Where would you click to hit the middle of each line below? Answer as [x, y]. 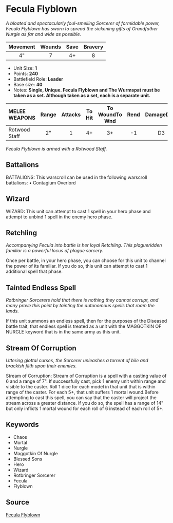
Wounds [51, 47]
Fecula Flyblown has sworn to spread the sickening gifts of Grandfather [82, 28]
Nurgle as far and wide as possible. [44, 34]
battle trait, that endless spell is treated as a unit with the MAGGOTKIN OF [84, 326]
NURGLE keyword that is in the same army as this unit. [63, 332]
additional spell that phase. [34, 272]
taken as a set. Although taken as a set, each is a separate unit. [82, 95]
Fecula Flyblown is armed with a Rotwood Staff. [56, 148]
